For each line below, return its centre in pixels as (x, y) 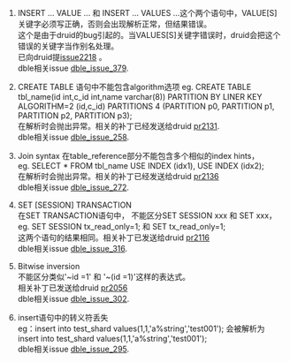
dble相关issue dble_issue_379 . (73, 68)
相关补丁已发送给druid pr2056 (72, 288)
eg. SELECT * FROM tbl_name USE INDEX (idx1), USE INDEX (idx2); (141, 166)
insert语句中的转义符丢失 (63, 317)
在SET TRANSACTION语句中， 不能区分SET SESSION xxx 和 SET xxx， (147, 215)
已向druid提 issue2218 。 (62, 57)
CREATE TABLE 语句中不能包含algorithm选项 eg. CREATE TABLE (134, 87)
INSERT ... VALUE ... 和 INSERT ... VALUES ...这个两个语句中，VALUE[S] (147, 13)
